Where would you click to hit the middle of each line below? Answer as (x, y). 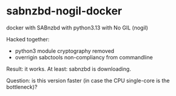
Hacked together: (28, 39)
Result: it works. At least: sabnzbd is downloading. (69, 69)
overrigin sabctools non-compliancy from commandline (84, 57)
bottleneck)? (22, 87)
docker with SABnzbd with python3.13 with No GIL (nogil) (77, 28)
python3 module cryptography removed (64, 51)
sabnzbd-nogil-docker (64, 11)
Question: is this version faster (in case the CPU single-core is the (88, 80)
